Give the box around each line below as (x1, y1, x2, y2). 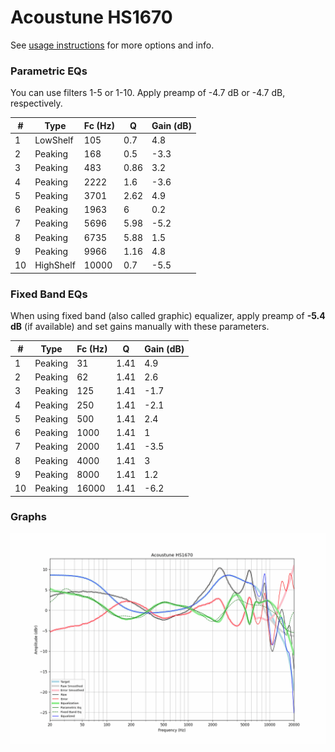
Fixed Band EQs (10, 287, 88, 301)
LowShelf (34, 134, 74, 146)
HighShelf (34, 259, 76, 271)
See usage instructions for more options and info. (10, 39, 215, 51)
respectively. (10, 97, 63, 110)
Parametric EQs (10, 64, 88, 78)
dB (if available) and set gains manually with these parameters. (10, 321, 270, 333)
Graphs (10, 510, 47, 524)
